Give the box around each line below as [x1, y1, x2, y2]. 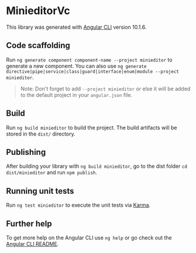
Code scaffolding [6, 41, 70, 50]
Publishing [6, 147, 46, 157]
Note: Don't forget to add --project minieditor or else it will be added [20, 85, 191, 92]
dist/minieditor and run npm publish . [6, 169, 98, 176]
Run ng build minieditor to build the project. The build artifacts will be [6, 124, 177, 131]
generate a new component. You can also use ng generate [6, 62, 147, 69]
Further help [6, 218, 53, 228]
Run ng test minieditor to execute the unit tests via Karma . [6, 201, 151, 209]
